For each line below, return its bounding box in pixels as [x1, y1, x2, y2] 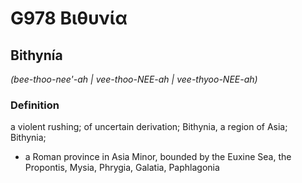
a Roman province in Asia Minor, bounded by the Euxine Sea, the [24, 151, 292, 163]
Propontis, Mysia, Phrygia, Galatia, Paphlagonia [24, 162, 220, 174]
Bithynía [10, 47, 63, 64]
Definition [10, 98, 60, 112]
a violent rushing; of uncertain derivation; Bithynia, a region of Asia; [10, 121, 288, 133]
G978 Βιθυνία [10, 7, 128, 30]
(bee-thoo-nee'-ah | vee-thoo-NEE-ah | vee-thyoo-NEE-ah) [10, 73, 258, 85]
